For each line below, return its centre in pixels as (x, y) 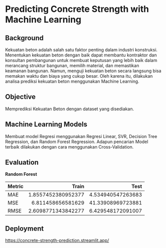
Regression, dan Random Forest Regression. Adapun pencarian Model (77, 142)
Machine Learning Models (46, 124)
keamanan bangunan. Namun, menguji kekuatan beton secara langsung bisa (83, 71)
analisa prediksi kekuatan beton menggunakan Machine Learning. (72, 81)
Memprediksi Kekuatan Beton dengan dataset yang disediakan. (70, 109)
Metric (16, 187)
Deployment (25, 228)
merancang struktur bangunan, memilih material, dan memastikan (72, 66)
